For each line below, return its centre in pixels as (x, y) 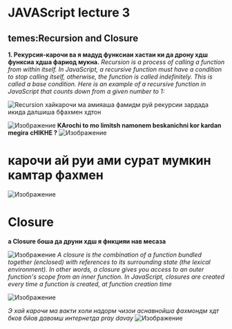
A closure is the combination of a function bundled (129, 255)
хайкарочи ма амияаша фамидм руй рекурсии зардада (127, 104)
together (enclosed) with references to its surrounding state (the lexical (109, 262)
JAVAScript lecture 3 (69, 13)
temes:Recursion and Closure (73, 38)
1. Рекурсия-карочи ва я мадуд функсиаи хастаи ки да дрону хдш (108, 54)
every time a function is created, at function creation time (90, 283)
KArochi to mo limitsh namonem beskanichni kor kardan (139, 125)
